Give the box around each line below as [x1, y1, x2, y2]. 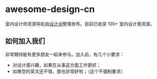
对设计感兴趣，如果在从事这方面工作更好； [12, 62, 101, 68]
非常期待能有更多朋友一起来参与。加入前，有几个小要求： [5, 51, 124, 57]
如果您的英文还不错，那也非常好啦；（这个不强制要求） [12, 68, 125, 74]
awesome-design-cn [5, 4, 95, 15]
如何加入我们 [5, 37, 45, 46]
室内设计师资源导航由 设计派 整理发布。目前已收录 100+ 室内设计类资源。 [5, 21, 155, 27]
